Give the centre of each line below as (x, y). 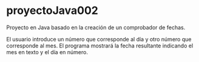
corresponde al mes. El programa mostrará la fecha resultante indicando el (100, 46)
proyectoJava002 (52, 11)
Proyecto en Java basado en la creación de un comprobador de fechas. (96, 27)
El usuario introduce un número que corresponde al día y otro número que (99, 39)
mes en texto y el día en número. (47, 52)
